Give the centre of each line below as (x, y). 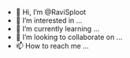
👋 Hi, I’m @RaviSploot (51, 12)
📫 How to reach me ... (52, 46)
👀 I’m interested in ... (49, 20)
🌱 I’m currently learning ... (58, 29)
